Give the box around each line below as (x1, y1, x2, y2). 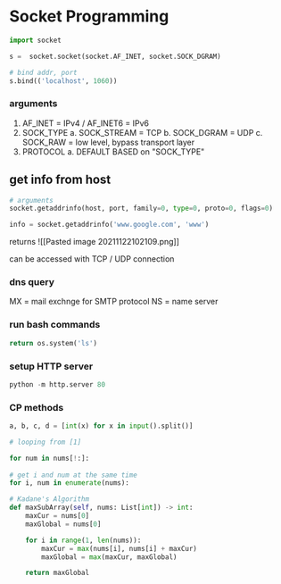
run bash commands (9, 319, 101, 331)
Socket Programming (9, 6, 169, 27)
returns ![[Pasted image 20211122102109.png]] (9, 237, 180, 247)
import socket (9, 36, 62, 45)
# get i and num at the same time (9, 471, 138, 480)
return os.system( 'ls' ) (9, 338, 98, 347)
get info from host (9, 172, 112, 188)
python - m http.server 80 (9, 380, 105, 389)
